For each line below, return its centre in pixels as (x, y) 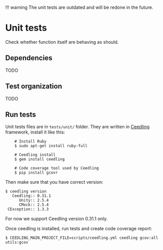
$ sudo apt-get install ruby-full (51, 146)
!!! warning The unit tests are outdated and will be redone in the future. (79, 7)
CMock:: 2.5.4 (34, 205)
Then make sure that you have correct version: (54, 182)
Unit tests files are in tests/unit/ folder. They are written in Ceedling (77, 127)
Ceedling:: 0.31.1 (32, 196)
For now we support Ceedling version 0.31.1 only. (57, 219)
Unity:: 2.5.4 (34, 201)
